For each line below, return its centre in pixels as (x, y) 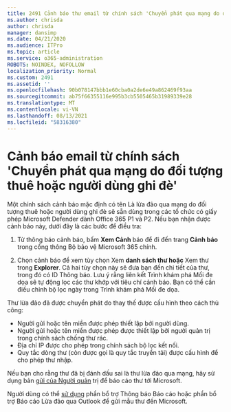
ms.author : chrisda (35, 20)
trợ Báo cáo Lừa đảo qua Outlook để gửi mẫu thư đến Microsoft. (97, 401)
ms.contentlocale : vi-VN (43, 109)
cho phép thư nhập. (45, 360)
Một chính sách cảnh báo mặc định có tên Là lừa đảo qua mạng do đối (107, 204)
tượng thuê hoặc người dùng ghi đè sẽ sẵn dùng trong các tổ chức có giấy (112, 212)
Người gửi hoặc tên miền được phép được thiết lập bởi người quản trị (114, 331)
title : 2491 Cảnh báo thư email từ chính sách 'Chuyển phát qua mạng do (113, 13)
